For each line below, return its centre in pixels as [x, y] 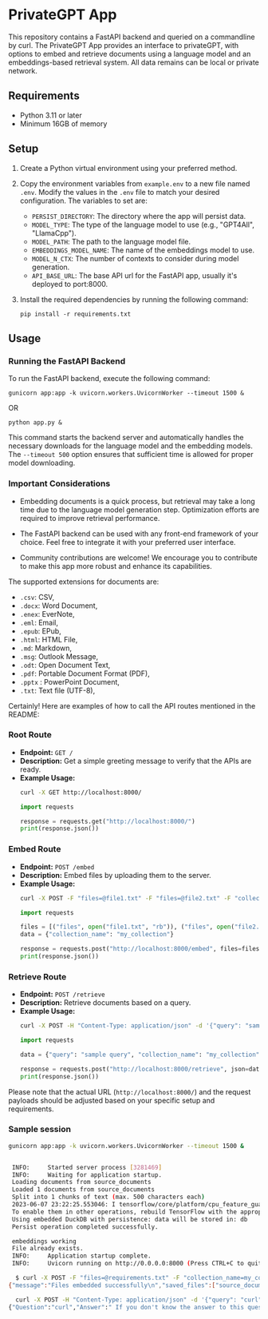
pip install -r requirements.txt [75, 314]
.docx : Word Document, [59, 606]
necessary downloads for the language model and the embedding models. [130, 446]
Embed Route [35, 849]
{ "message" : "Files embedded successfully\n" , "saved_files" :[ [112, 1285]
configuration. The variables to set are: [83, 201]
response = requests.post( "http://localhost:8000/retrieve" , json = [134, 1069]
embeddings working [44, 1241]
